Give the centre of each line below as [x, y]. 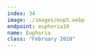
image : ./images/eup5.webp [46, 20]
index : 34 [21, 13]
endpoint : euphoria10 [38, 26]
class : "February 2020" [42, 39]
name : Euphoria [29, 33]
